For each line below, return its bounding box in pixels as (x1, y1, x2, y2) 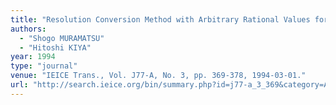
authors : (10, 24, 47, 34)
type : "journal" (10, 61, 78, 71)
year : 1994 (10, 52, 56, 62)
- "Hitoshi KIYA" (19, 42, 92, 53)
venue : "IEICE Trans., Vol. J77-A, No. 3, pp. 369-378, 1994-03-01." (10, 71, 307, 81)
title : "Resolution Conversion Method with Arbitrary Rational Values (10, 14, 311, 25)
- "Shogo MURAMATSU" (19, 33, 105, 43)
